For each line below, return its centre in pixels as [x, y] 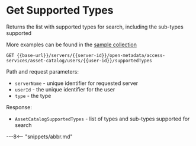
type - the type [33, 96]
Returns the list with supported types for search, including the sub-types [95, 27]
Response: [19, 107]
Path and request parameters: [42, 71]
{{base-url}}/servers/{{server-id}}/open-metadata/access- [91, 55]
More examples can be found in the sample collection [72, 45]
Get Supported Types [60, 10]
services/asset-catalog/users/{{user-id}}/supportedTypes [79, 61]
